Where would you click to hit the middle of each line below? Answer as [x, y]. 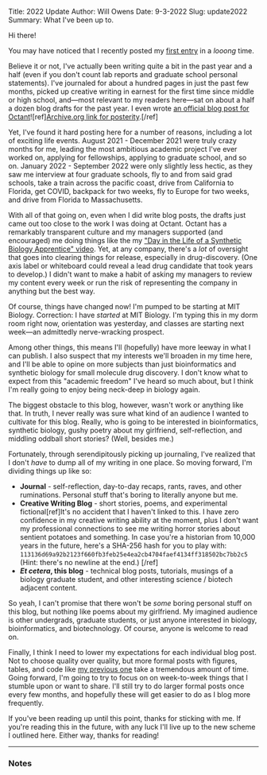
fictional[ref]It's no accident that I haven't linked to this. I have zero [129, 511]
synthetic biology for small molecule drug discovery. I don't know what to [128, 372]
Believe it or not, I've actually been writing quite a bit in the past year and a [130, 66]
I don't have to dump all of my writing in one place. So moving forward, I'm [130, 463]
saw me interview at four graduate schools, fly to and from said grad [120, 174]
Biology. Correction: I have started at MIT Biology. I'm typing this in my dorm [133, 315]
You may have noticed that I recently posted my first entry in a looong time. [131, 50]
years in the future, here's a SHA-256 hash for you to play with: [123, 545]
